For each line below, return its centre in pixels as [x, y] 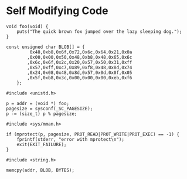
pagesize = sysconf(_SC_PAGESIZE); [50, 109]
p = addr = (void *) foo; [38, 103]
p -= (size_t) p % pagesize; [42, 114]
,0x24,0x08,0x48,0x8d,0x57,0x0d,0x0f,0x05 [80, 72]
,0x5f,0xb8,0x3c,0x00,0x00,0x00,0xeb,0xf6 [80, 77]
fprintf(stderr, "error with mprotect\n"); [71, 139]
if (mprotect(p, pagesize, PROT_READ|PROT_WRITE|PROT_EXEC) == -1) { [93, 134]
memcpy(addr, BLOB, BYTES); [40, 170]
